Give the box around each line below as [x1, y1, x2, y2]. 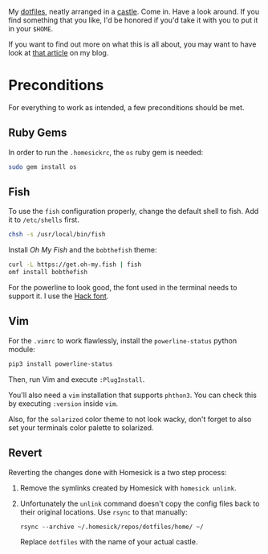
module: [8, 344, 36, 354]
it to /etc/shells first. [8, 215, 80, 224]
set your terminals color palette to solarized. [8, 422, 154, 433]
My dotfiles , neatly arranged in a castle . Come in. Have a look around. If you [8, 7, 259, 16]
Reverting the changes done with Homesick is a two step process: [8, 467, 227, 477]
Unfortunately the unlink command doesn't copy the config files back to [19, 499, 260, 508]
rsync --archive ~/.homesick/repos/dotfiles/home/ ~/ [19, 523, 204, 531]
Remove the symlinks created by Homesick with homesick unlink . [19, 482, 237, 493]
